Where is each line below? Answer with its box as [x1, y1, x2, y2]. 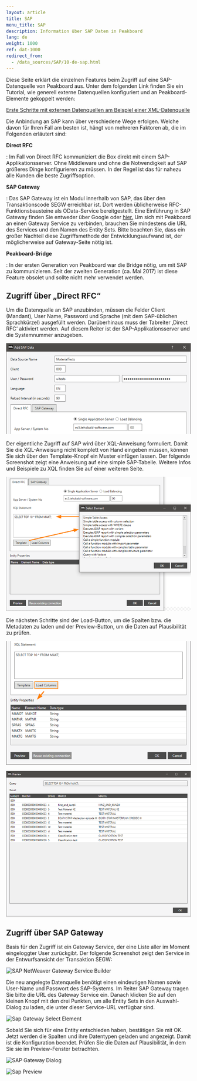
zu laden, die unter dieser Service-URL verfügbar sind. [22, 1004, 155, 1011]
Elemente [6, 95, 29, 102]
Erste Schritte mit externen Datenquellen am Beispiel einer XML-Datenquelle [6, 106, 191, 113]
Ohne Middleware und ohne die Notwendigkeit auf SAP [53, 159, 187, 166]
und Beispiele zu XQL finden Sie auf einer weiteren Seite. [6, 465, 144, 472]
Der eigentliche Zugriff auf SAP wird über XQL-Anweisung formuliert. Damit [6, 440, 188, 447]
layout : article [6, 9, 46, 15]
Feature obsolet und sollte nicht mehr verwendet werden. [6, 274, 145, 281]
